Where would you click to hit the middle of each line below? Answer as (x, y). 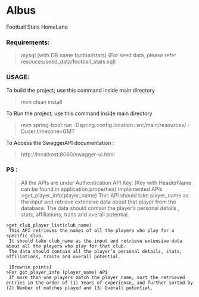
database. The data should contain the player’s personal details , (100, 208)
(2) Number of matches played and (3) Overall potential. (80, 288)
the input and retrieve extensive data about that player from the (98, 202)
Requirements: (28, 42)
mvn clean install (41, 101)
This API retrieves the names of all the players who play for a (91, 230)
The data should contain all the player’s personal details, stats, (96, 251)
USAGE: (18, 77)
